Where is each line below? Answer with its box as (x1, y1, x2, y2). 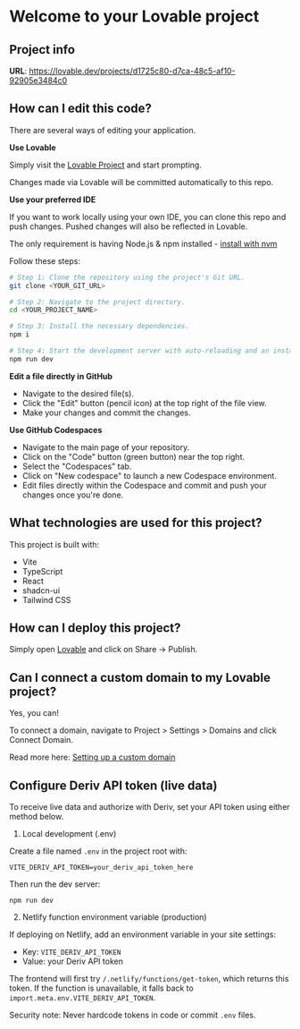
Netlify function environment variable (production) (21, 912, 207, 923)
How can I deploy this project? (9, 620, 181, 636)
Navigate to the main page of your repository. (21, 441, 190, 453)
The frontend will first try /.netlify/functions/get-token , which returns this (9, 974, 289, 984)
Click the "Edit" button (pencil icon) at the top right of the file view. (21, 397, 267, 408)
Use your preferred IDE (9, 194, 96, 205)
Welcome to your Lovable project (9, 6, 260, 27)
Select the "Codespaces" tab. (21, 461, 132, 472)
